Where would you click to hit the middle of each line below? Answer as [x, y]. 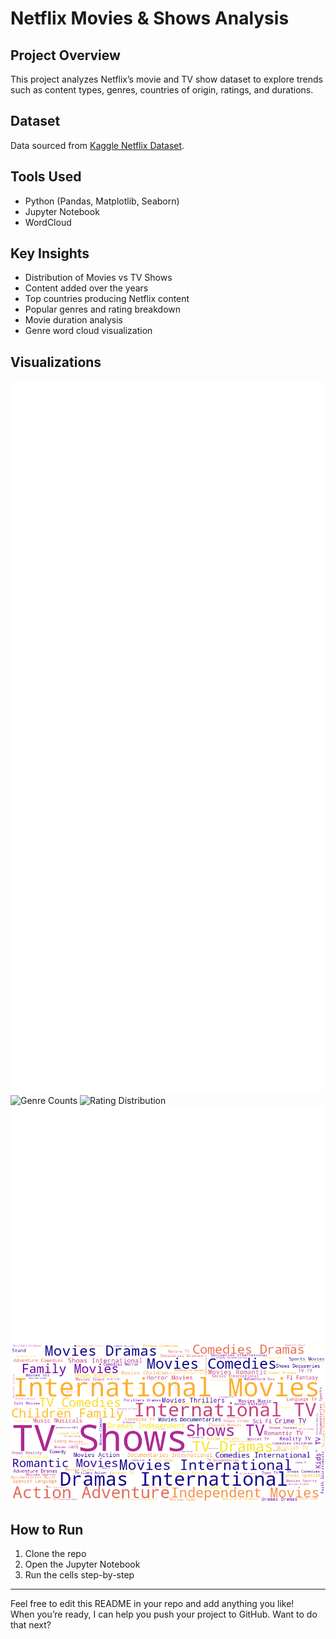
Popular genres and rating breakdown [103, 309]
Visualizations [56, 362]
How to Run [47, 1529]
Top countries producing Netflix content [107, 299]
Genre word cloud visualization [88, 331]
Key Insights [50, 253]
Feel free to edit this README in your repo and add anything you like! [152, 1604]
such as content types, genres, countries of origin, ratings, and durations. [162, 90]
